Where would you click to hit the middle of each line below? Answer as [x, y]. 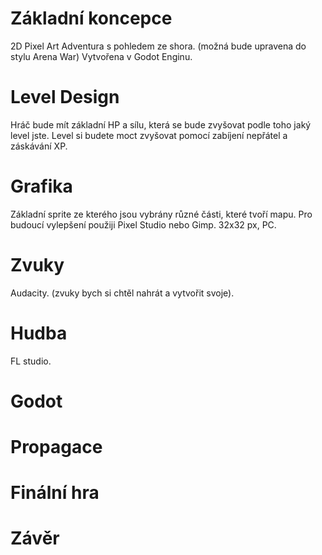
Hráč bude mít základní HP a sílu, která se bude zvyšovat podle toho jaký [161, 124]
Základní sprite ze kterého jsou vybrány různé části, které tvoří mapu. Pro [161, 214]
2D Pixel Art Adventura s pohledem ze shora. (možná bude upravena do [158, 46]
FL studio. [31, 361]
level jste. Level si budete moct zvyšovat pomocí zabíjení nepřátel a [149, 135]
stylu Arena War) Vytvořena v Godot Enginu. [101, 56]
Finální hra [55, 493]
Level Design [65, 97]
